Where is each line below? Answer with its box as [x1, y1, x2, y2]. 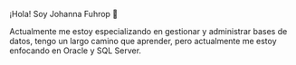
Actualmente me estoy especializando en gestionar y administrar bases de [9, 26, 288, 36]
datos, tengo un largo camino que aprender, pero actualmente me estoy [9, 36, 277, 46]
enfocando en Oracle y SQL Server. [9, 45, 142, 56]
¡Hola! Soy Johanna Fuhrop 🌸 [9, 9, 119, 19]
